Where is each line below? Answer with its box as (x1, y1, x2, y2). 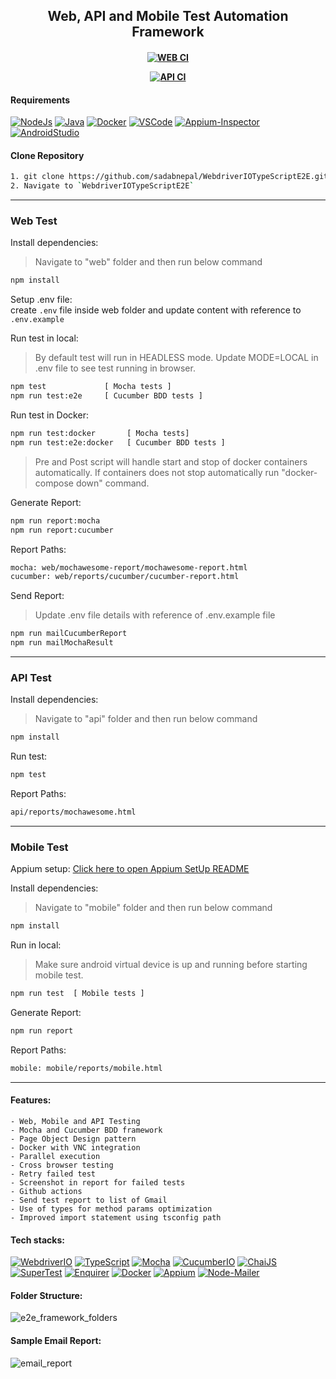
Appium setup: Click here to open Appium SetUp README (10, 863, 250, 875)
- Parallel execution (10, 1151, 101, 1161)
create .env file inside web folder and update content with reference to (10, 304, 302, 316)
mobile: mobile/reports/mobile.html (10, 1063, 163, 1073)
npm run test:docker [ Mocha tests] (10, 429, 190, 439)
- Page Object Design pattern (10, 1134, 137, 1144)
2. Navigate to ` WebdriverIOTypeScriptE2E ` (10, 181, 195, 191)
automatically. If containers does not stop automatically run (34, 466, 280, 478)
